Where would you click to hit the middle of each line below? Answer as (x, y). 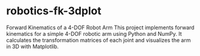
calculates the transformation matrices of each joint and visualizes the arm (98, 40)
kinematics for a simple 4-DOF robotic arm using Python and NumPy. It (94, 33)
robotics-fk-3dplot (54, 11)
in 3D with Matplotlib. (32, 46)
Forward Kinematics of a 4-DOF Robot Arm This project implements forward (100, 27)
